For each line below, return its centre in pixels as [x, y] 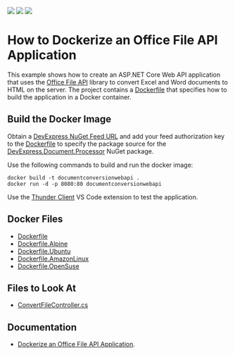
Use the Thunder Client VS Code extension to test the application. [103, 197]
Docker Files [35, 219]
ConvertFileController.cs [53, 305]
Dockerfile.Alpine [43, 244]
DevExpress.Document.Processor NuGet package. [81, 151]
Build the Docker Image [59, 119]
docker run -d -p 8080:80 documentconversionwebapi [84, 184]
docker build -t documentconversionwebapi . [74, 177]
